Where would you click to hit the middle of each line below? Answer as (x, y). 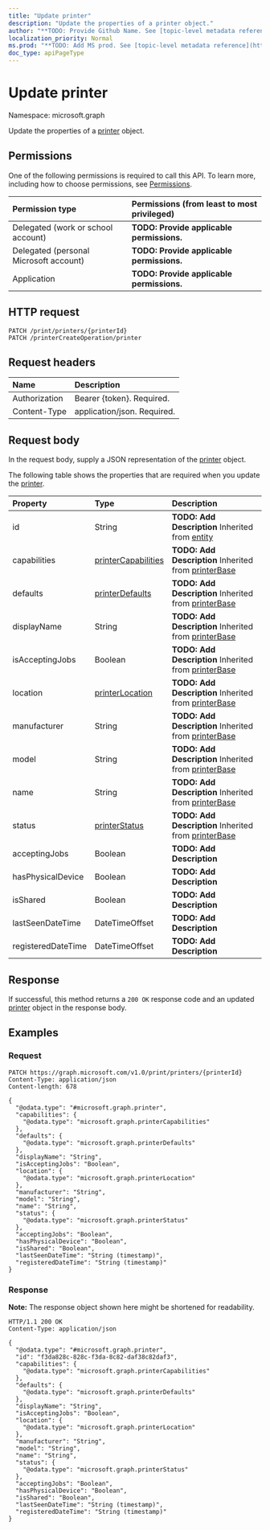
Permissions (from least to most (194, 203)
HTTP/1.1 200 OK (35, 1322)
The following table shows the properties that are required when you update (134, 475)
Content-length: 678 (43, 1086)
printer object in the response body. (67, 1007)
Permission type (45, 208)
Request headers (52, 362)
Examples (33, 1033)
